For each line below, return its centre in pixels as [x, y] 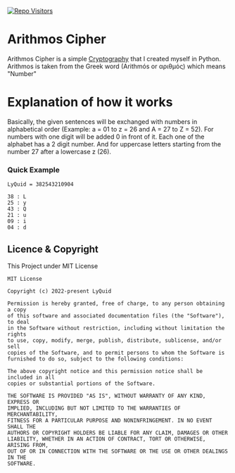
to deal [19, 322]
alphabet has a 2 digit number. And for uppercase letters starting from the [114, 144]
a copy [17, 310]
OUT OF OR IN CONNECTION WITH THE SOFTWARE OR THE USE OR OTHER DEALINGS [118, 451]
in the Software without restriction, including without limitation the [116, 328]
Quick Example [33, 170]
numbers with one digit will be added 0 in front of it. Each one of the [106, 137]
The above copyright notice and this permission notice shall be [105, 371]
